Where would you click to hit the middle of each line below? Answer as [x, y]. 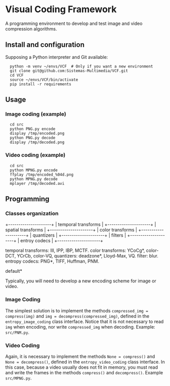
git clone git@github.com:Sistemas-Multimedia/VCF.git [69, 71]
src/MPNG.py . [19, 378]
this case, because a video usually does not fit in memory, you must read [82, 367]
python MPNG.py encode [34, 170]
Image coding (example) [36, 114]
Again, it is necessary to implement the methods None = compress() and [80, 357]
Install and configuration [45, 45]
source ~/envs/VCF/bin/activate [44, 80]
